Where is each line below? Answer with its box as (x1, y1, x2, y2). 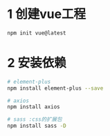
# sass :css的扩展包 (7, 116, 62, 123)
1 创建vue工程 (7, 6, 86, 22)
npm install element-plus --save (7, 84, 104, 92)
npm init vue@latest (7, 29, 67, 37)
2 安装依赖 (7, 55, 67, 70)
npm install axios (7, 104, 60, 110)
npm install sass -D (7, 122, 67, 130)
